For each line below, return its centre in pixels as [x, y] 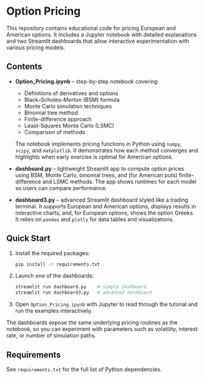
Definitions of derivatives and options [71, 93]
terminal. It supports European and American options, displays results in [105, 206]
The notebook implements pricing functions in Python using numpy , [98, 144]
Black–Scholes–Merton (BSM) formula [72, 99]
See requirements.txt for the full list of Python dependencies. [84, 369]
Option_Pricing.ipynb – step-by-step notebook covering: [87, 81]
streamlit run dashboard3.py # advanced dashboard [83, 293]
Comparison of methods [55, 132]
